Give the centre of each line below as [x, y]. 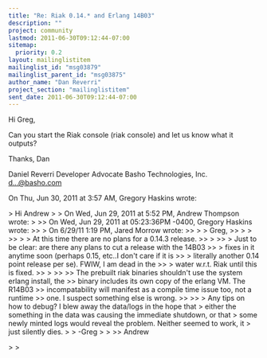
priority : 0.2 [39, 53]
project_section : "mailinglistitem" [69, 89]
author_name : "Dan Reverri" [55, 82]
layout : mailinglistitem [49, 60]
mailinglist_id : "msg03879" [55, 68]
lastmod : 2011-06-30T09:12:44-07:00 [69, 38]
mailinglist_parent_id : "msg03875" [67, 75]
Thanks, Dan [29, 159]
